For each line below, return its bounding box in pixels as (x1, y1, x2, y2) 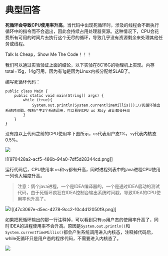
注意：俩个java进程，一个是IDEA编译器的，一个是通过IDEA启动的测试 (17, 183, 160, 189)
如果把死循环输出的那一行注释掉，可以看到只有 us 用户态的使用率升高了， (5, 217, 154, 223)
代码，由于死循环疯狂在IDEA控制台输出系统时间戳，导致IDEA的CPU (17, 189, 156, 195)
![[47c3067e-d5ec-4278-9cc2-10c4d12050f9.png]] (10, 206, 116, 212)
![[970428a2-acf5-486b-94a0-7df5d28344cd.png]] (5, 156, 113, 162)
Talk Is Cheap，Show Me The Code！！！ (5, 51, 91, 57)
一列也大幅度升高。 (5, 173, 45, 179)
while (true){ (23, 97, 52, 102)
